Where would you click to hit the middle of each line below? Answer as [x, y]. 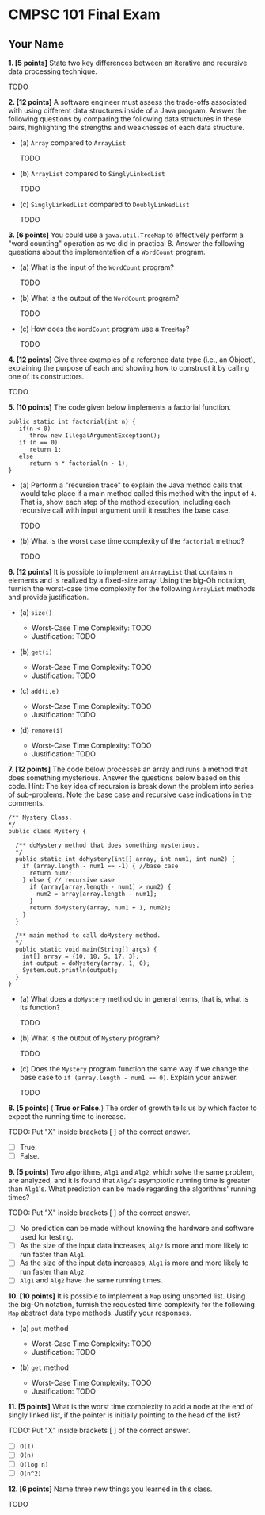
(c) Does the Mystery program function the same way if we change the [134, 1069]
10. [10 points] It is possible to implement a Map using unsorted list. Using [127, 1296]
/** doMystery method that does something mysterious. [108, 845]
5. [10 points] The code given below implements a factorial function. [120, 407]
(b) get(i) [36, 652]
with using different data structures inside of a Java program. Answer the [127, 110]
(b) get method [44, 1367]
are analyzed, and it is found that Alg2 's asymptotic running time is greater [129, 1181]
